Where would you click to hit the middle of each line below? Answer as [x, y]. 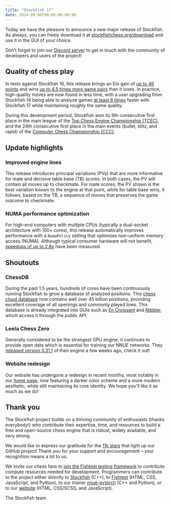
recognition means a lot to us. [37, 456]
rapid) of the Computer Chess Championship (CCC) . [60, 132]
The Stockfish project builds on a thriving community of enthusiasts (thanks [85, 420]
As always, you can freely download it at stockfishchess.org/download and [84, 35]
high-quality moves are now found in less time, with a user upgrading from [84, 94]
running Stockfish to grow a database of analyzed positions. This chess [80, 294]
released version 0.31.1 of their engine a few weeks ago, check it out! [78, 351]
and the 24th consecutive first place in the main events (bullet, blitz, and [81, 126]
